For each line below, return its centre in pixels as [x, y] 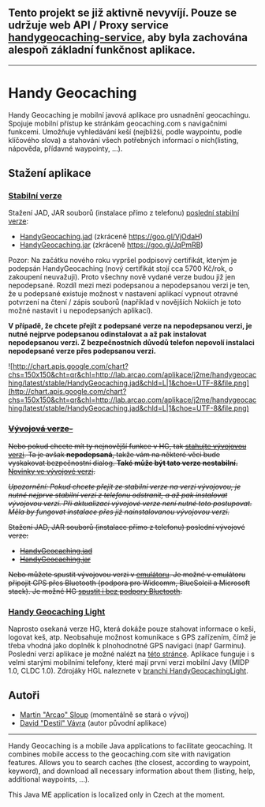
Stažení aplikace [50, 173]
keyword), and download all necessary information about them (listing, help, [132, 771]
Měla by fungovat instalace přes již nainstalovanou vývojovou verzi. [119, 512]
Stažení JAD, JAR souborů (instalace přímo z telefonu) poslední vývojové [127, 527]
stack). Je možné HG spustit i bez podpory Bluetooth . [95, 591]
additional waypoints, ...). [49, 779]
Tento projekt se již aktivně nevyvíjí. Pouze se [123, 13]
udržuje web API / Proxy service [88, 26]
